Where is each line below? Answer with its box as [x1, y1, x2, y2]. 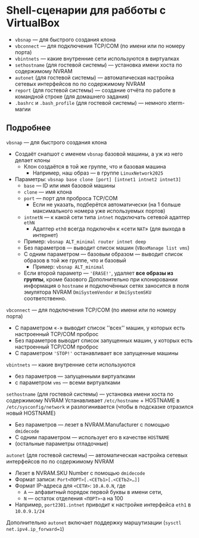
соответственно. [23, 294, 67, 301]
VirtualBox [6, 16, 60, 30]
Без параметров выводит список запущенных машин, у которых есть [14, 337, 192, 344]
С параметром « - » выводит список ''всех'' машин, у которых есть [14, 324, 185, 331]
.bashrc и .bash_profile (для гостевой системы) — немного [14, 99, 167, 106]
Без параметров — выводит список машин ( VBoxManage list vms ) [23, 244, 189, 251]
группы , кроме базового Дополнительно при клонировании [23, 275, 178, 283]
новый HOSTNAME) [6, 409, 56, 416]
